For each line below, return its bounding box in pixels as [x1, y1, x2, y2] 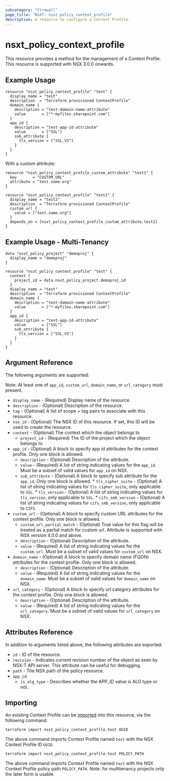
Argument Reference [5, 358, 73, 367]
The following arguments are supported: [5, 372, 90, 378]
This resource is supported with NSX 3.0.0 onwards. [5, 61, 115, 67]
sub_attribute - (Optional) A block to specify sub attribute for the [20, 473, 157, 479]
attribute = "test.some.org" [10, 179, 72, 185]
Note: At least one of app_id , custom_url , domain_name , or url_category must [5, 382, 163, 388]
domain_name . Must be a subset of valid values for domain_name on [20, 575, 156, 582]
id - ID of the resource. [12, 651, 61, 657]
